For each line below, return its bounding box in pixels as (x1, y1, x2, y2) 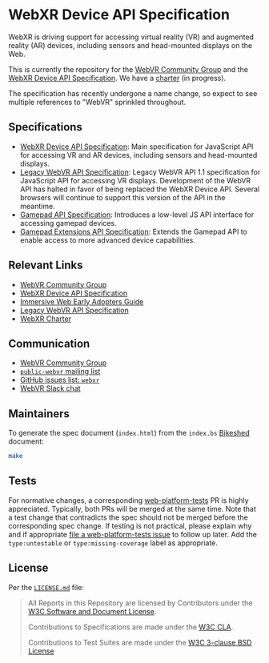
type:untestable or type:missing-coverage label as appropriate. (8, 538, 219, 548)
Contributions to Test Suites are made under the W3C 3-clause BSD (27, 637, 252, 647)
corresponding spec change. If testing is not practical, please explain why (8, 520, 252, 530)
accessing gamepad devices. (19, 218, 118, 227)
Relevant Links (8, 259, 83, 272)
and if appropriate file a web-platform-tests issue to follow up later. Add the (8, 529, 258, 539)
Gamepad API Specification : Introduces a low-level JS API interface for (19, 210, 255, 219)
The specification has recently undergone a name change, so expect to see (8, 88, 258, 98)
